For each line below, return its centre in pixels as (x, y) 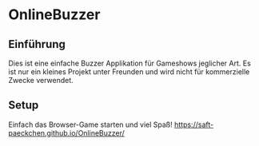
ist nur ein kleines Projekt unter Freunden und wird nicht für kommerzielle (129, 72)
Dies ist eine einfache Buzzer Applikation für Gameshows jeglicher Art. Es (130, 63)
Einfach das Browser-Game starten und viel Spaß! (91, 124)
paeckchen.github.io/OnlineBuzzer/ (67, 132)
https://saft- (194, 124)
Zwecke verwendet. (41, 80)
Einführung (37, 44)
